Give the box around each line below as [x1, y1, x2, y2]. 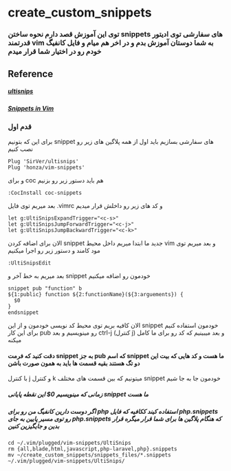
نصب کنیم [8, 145, 34, 153]
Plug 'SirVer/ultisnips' [8, 158, 79, 165]
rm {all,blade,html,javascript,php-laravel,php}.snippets [8, 446, 177, 452]
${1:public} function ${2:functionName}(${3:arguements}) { [8, 291, 184, 298]
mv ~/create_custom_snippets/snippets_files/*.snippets [8, 451, 171, 459]
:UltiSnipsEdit [8, 260, 52, 266]
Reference [8, 67, 54, 80]
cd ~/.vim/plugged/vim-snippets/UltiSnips [8, 439, 131, 446]
